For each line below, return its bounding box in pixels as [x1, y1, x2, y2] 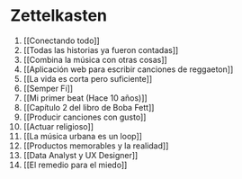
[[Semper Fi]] [22, 83, 74, 94]
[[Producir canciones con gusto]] [22, 112, 147, 122]
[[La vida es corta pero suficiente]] [22, 73, 153, 84]
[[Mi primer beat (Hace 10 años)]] [22, 92, 148, 103]
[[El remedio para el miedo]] [22, 159, 128, 170]
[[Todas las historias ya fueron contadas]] [22, 44, 179, 55]
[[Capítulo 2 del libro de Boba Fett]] [22, 102, 155, 112]
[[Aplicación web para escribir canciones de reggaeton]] [22, 64, 234, 75]
